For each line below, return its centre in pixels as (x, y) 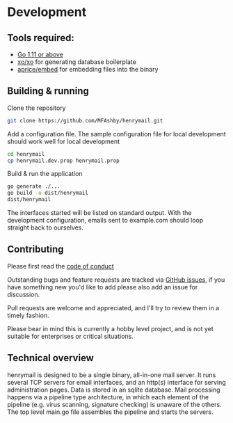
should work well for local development (64, 141)
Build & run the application (45, 174)
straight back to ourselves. (45, 228)
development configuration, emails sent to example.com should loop (105, 221)
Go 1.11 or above (40, 54)
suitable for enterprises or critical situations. (71, 336)
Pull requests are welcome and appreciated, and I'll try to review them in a (113, 308)
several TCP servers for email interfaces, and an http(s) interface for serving (116, 382)
